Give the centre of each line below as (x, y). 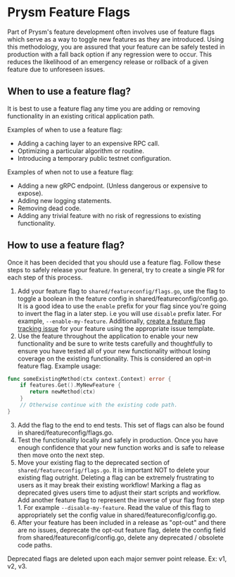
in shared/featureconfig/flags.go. (65, 432)
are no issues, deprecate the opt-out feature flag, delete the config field (122, 530)
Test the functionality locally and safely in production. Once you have (118, 440)
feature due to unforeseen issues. (56, 69)
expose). (30, 193)
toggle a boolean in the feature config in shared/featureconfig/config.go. (123, 298)
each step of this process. (45, 277)
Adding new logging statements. (64, 200)
